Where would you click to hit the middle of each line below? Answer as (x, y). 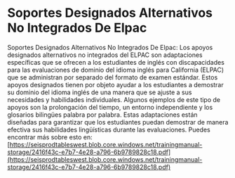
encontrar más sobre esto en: (50, 137)
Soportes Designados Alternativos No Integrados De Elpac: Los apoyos (110, 47)
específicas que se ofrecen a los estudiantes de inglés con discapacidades (116, 62)
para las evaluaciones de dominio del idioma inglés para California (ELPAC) (116, 70)
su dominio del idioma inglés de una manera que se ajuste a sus (100, 92)
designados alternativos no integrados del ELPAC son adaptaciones (105, 55)
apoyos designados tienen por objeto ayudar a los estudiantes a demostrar (116, 84)
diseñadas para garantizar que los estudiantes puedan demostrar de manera (118, 122)
